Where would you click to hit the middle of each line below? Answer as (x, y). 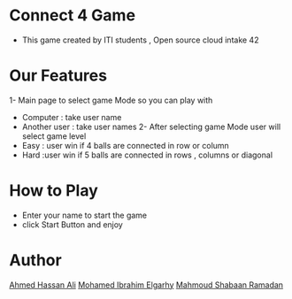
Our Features (58, 76)
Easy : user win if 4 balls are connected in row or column (126, 145)
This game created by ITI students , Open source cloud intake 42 (140, 40)
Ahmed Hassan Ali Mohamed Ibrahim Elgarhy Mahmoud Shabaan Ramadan (146, 285)
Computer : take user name (72, 117)
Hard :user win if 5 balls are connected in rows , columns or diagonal (147, 155)
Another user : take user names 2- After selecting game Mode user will (151, 126)
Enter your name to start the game (85, 215)
